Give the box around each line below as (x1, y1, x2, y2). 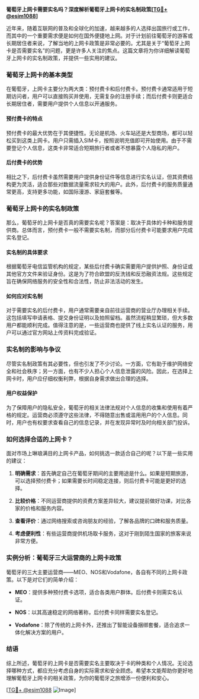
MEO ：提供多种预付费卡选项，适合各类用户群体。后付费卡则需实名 (14, 588, 178, 596)
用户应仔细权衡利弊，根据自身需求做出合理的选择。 (26, 374, 152, 382)
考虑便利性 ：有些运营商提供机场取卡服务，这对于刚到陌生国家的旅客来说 (14, 530, 191, 537)
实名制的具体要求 (6, 248, 48, 256)
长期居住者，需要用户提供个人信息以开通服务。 (6, 100, 120, 108)
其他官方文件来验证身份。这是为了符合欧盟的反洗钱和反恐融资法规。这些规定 (6, 270, 193, 278)
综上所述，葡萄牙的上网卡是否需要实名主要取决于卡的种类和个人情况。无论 (6, 659, 188, 666)
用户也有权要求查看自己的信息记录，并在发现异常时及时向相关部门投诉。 (16, 418, 193, 426)
